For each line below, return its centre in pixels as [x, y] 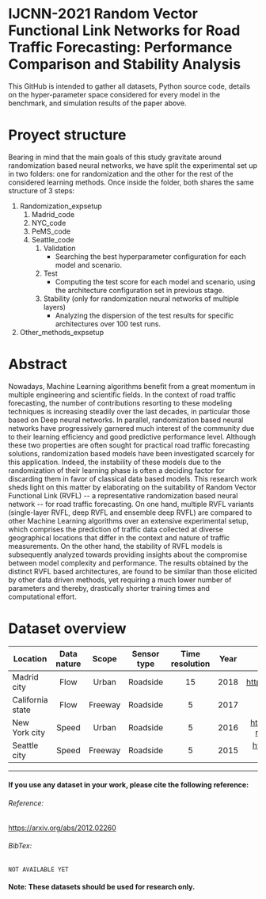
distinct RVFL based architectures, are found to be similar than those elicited [133, 571]
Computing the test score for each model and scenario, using [155, 281]
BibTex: [20, 846]
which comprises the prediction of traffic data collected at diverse [116, 529]
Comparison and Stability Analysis [125, 65]
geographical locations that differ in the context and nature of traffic [119, 537]
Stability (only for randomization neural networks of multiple [141, 299]
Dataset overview [67, 629]
